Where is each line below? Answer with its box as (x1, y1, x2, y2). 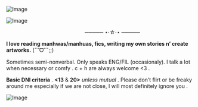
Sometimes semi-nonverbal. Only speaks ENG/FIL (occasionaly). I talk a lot (6, 58, 191, 65)
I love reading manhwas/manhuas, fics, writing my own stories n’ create (6, 40, 188, 47)
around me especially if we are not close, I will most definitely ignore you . (6, 83, 188, 89)
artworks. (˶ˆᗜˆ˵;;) (6, 46, 54, 53)
